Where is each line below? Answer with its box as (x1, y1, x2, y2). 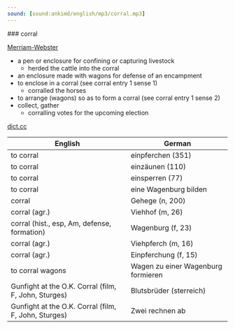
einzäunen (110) (130, 161, 187, 171)
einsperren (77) (130, 173, 183, 182)
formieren (130, 270, 163, 279)
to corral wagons (10, 265, 66, 275)
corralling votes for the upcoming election (27, 108, 149, 117)
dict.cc (7, 122, 27, 130)
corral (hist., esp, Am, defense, (10, 218, 112, 228)
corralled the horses (27, 86, 86, 94)
